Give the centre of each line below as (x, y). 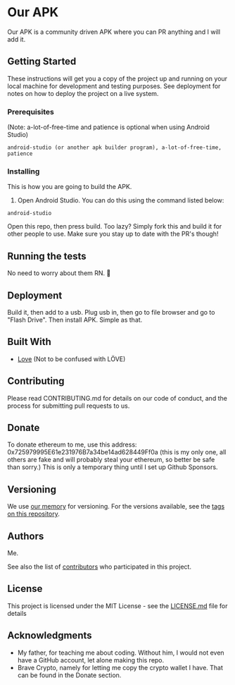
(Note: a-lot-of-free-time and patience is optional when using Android (108, 127)
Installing (24, 171)
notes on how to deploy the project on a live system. (83, 93)
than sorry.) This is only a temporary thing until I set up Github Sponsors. (113, 467)
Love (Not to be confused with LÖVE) (71, 359)
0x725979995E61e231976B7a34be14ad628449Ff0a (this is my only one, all (117, 452)
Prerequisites (31, 111)
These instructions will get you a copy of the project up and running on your (117, 78)
